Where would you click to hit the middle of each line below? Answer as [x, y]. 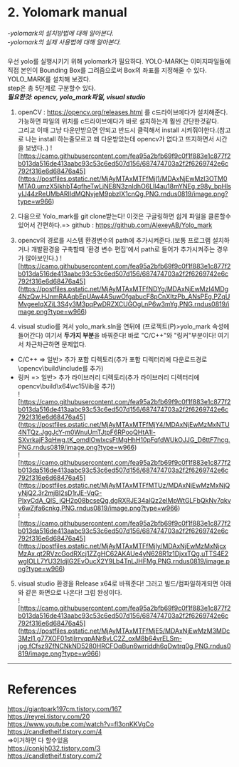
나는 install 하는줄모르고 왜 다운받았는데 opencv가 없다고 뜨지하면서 [120, 139]
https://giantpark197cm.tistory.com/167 [65, 709]
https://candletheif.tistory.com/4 [55, 732]
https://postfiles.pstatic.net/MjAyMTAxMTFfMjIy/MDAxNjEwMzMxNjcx [123, 546]
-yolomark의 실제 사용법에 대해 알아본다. [64, 42]
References [42, 689]
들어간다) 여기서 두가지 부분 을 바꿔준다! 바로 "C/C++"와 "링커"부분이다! [117, 336]
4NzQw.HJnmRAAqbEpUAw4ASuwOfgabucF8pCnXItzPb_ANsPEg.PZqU [124, 296]
